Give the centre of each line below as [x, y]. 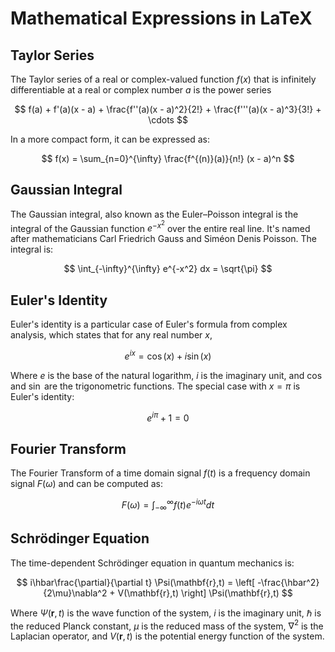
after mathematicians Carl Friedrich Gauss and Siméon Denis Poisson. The [163, 239]
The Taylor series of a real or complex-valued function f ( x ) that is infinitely [163, 79]
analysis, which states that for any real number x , [111, 335]
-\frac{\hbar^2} [288, 582]
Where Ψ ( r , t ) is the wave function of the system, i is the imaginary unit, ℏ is [166, 613]
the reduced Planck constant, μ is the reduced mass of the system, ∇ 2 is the [167, 625]
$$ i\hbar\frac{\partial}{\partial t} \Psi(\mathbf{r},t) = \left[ [136, 582]
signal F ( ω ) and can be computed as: [86, 484]
